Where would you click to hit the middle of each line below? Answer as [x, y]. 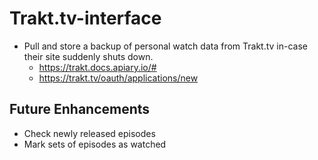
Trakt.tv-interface [85, 18]
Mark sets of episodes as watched [95, 144]
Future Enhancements [80, 109]
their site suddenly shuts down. [88, 56]
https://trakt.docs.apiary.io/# [97, 67]
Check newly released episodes [89, 133]
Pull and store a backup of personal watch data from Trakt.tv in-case [165, 46]
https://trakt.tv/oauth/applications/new [118, 78]
